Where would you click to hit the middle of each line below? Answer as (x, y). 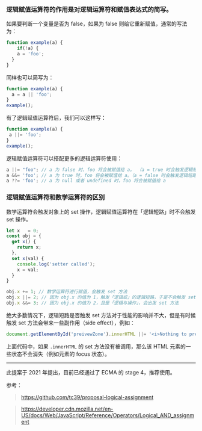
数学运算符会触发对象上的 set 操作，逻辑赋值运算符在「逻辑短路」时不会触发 (101, 211)
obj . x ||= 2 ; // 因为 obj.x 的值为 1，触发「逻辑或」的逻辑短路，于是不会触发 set (101, 297)
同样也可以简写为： (30, 77)
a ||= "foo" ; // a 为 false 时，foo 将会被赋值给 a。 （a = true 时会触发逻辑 (99, 170)
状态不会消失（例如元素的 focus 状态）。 (60, 354)
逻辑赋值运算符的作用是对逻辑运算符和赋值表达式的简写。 (89, 9)
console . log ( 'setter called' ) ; (56, 264)
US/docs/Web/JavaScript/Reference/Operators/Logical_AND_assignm (107, 415)
